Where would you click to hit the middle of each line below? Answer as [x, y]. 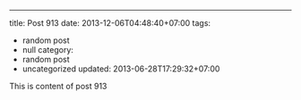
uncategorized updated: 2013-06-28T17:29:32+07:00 [121, 69]
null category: [48, 50]
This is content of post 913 [58, 86]
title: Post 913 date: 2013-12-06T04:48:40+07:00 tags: [110, 23]
